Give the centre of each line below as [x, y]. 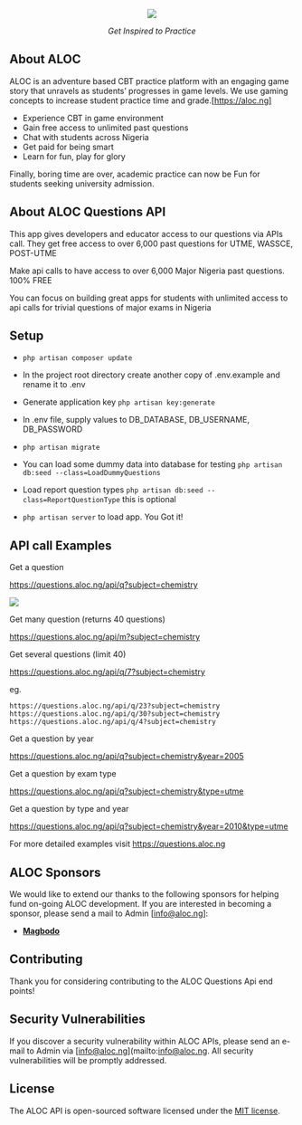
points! [22, 990]
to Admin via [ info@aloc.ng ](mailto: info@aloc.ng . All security [140, 1051]
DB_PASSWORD [52, 429]
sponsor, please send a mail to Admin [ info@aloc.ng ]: [109, 913]
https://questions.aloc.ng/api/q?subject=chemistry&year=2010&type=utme [149, 826]
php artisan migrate [61, 448]
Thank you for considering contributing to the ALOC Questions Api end [141, 981]
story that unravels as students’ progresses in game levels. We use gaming [149, 91]
